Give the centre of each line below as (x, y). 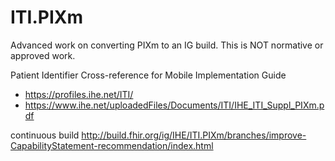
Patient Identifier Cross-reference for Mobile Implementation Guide (148, 75)
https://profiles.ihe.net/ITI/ (79, 94)
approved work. (43, 55)
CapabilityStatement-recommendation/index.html (112, 145)
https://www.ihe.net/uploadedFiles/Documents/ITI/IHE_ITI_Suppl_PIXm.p (174, 105)
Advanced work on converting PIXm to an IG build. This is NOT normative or (167, 45)
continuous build (45, 135)
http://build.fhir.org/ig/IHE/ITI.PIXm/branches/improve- (194, 135)
